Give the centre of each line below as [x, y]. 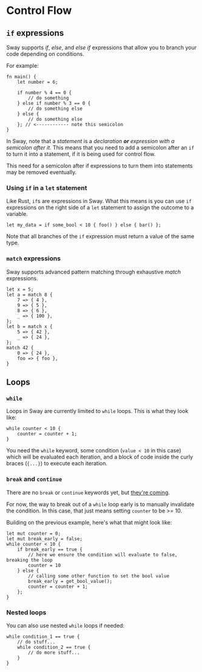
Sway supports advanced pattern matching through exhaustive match [93, 272]
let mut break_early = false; [45, 539]
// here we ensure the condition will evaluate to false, [103, 555]
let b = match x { [29, 326]
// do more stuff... [54, 653]
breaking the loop [29, 560]
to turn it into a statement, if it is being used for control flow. [81, 154]
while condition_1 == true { [43, 637]
